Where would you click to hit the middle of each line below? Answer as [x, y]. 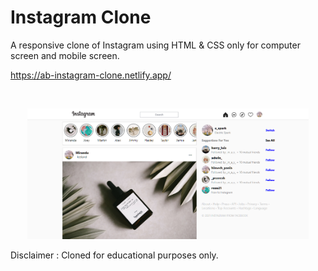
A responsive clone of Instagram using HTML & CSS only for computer [155, 45]
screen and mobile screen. [65, 55]
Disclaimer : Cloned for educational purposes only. [114, 255]
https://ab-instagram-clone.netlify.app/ [91, 75]
